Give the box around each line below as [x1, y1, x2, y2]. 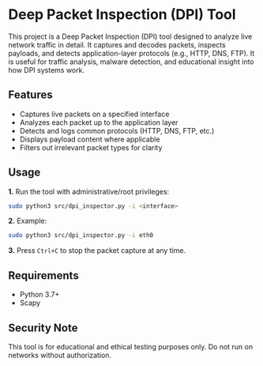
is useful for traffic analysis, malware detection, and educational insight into [8, 57, 254, 66]
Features [8, 89, 53, 102]
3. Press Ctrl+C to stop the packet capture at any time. [8, 246, 186, 255]
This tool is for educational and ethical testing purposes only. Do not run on [8, 341, 254, 351]
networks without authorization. [8, 350, 112, 360]
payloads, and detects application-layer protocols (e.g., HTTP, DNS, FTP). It [8, 48, 255, 58]
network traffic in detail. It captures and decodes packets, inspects [8, 40, 227, 49]
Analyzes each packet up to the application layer [19, 117, 178, 127]
